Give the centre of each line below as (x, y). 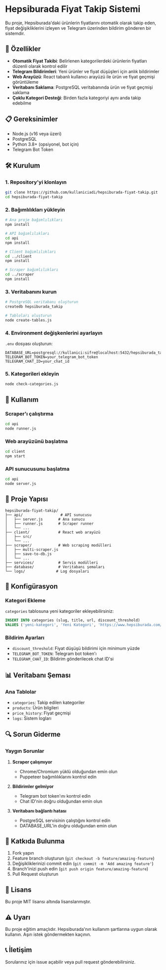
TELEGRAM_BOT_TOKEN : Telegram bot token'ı (54, 654)
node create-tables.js (28, 320)
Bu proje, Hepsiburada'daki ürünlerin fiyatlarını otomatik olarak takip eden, (81, 23)
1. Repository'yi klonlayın (36, 182)
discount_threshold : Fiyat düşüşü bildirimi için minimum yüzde (76, 648)
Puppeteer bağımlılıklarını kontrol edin (58, 777)
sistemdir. (15, 33)
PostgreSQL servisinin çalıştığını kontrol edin (65, 820)
